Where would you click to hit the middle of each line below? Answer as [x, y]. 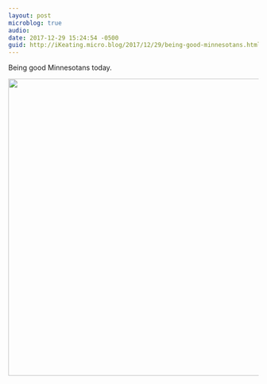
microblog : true [35, 23]
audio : [19, 30]
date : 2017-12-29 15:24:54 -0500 [64, 38]
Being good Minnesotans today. [60, 67]
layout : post [30, 15]
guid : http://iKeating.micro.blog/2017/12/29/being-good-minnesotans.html [135, 45]
